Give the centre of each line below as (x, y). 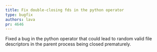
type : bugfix (19, 15)
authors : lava (20, 19)
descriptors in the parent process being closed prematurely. (68, 44)
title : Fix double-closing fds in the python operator (65, 10)
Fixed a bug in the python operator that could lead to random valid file (78, 39)
